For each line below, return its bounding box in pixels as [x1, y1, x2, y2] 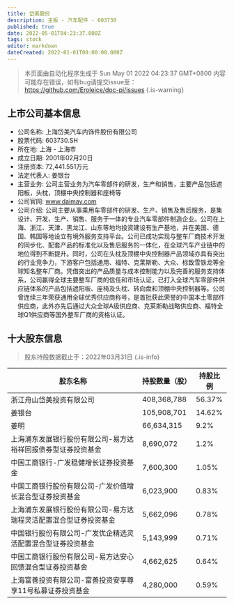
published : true [7, 23, 54, 30]
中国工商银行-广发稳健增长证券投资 [10, 457, 127, 467]
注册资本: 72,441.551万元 [17, 162, 88, 171]
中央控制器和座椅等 [65, 188, 122, 197]
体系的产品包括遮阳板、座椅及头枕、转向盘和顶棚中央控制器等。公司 [29, 284, 225, 293]
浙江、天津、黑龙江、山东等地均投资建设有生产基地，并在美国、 [29, 223, 213, 231]
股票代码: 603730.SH [17, 136, 79, 144]
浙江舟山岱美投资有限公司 [10, 395, 95, 404]
